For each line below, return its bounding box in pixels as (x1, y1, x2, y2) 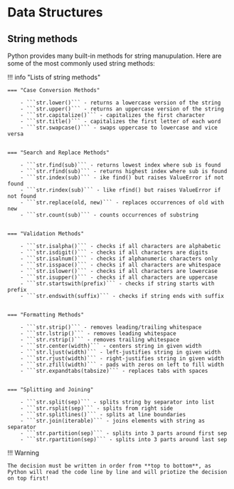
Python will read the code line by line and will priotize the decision (7, 468, 228, 475)
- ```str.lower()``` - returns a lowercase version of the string (20, 99, 221, 106)
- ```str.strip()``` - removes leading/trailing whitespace (20, 324, 202, 331)
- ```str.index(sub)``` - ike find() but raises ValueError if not (20, 174, 224, 181)
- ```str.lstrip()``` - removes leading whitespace (20, 330, 176, 337)
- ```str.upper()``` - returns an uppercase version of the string (20, 105, 224, 113)
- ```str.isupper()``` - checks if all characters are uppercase (20, 274, 218, 281)
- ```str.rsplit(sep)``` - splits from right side (20, 405, 174, 412)
